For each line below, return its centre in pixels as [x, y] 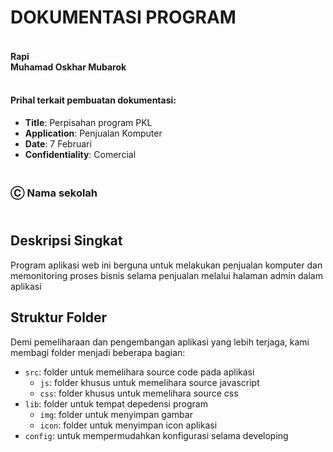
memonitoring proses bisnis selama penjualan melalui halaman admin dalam [166, 275]
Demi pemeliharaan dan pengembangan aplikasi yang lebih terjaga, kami [160, 342]
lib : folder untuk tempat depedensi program [116, 403]
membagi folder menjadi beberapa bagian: [98, 352]
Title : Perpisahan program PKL [88, 122]
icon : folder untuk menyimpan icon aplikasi [128, 425]
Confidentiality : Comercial [80, 154]
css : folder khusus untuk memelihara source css [139, 393]
